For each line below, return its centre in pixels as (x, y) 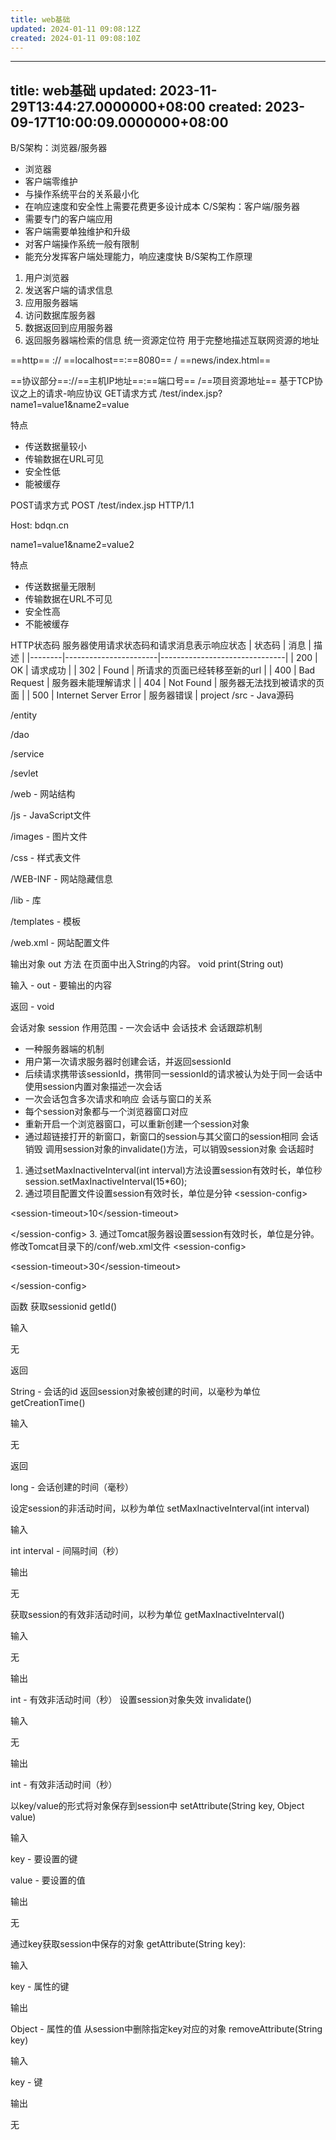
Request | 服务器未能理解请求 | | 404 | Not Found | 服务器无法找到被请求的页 (167, 683)
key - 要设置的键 (44, 1859)
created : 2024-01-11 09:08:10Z (75, 38)
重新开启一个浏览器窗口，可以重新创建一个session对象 (137, 1124)
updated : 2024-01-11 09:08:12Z (75, 29)
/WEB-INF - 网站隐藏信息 (61, 879)
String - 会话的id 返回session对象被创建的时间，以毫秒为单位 (135, 1392)
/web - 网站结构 (43, 794)
